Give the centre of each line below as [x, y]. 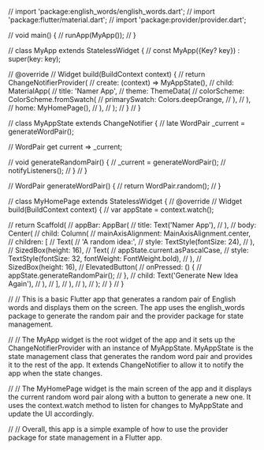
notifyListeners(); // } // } [48, 170]
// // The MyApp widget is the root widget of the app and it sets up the [122, 340]
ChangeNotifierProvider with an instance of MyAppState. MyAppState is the [131, 348]
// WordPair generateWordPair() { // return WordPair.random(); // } [115, 186]
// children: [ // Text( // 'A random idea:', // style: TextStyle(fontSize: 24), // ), [132, 242]
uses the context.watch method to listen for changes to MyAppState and [126, 405]
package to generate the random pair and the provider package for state [126, 316]
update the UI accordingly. [51, 414]
